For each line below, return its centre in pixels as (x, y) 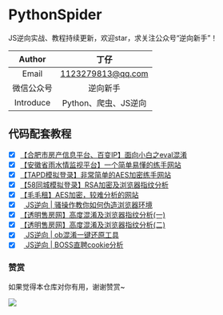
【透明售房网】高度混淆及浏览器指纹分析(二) (92, 225)
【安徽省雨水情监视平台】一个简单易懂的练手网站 (100, 165)
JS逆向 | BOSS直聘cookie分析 (74, 245)
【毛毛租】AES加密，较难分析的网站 (79, 195)
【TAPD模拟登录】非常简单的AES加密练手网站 (96, 174)
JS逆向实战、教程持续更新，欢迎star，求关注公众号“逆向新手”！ (113, 38)
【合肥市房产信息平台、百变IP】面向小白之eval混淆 (104, 154)
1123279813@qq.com (104, 74)
